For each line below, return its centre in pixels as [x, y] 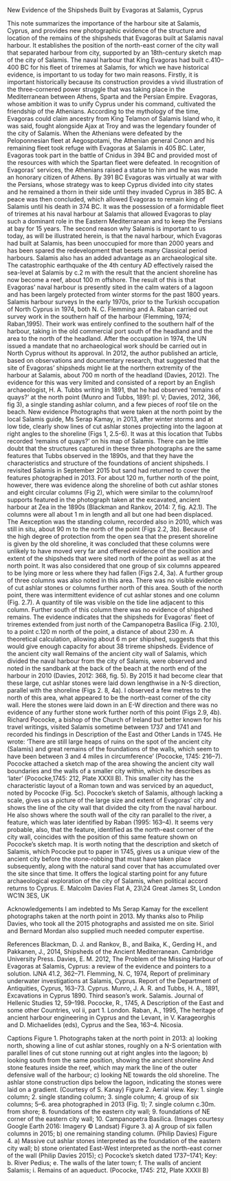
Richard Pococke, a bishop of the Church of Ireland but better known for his [114, 719]
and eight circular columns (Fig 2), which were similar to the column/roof [110, 492]
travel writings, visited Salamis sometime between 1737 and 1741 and [104, 727]
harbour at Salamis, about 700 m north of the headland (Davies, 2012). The [113, 375]
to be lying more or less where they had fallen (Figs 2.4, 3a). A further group [115, 573]
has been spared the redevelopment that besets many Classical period [107, 250]
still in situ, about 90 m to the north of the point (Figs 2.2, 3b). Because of [111, 529]
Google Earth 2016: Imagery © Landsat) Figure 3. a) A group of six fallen [110, 1126]
